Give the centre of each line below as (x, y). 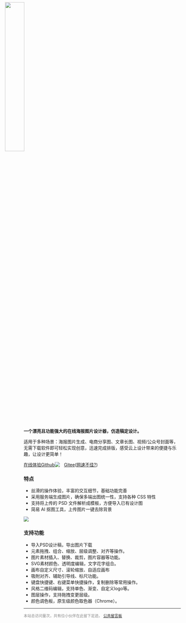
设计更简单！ (50, 454)
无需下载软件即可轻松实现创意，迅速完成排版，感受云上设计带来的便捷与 (98, 448)
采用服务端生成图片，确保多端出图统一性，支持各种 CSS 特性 (93, 497)
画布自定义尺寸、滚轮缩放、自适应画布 (70, 570)
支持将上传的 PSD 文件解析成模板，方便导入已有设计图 (87, 503)
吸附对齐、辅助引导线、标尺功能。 (66, 576)
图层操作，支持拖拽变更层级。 (61, 595)
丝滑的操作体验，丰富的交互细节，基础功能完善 (79, 491)
